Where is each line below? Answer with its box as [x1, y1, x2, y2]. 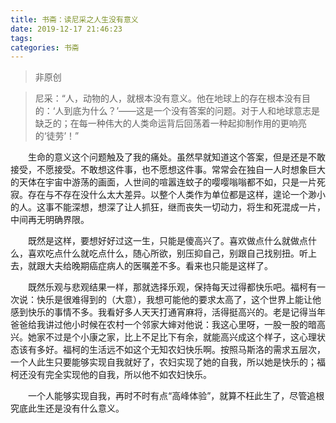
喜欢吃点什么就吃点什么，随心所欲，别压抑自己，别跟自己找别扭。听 [27, 247, 308, 260]
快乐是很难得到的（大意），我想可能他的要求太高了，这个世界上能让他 [36, 294, 322, 306]
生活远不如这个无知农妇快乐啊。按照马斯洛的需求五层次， [88, 344, 326, 356]
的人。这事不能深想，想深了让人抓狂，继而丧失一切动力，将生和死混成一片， [10, 201, 326, 213]
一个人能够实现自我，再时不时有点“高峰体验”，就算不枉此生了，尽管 [27, 390, 308, 402]
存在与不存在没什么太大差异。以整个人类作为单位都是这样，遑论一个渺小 [27, 189, 326, 201]
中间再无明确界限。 [10, 214, 90, 226]
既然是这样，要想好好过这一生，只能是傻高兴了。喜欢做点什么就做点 [27, 235, 308, 247]
